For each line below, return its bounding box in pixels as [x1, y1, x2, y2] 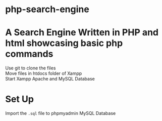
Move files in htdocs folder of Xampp [5, 70, 82, 76]
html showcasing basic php [5, 37, 123, 49]
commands [5, 48, 53, 60]
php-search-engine [5, 4, 89, 15]
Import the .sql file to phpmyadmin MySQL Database [5, 110, 116, 116]
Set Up [5, 94, 34, 105]
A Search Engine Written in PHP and [5, 27, 159, 38]
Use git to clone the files [5, 65, 56, 71]
